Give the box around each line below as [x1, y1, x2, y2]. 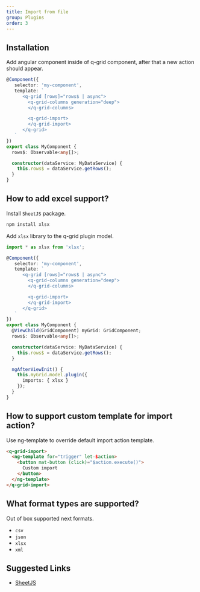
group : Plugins [6, 14, 45, 21]
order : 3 [6, 20, 28, 26]
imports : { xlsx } [22, 378, 69, 384]
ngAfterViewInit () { [11, 366, 63, 372]
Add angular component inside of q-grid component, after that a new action [6, 59, 195, 66]
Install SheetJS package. [6, 210, 66, 217]
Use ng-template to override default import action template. [6, 436, 155, 444]
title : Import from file [6, 8, 69, 15]
